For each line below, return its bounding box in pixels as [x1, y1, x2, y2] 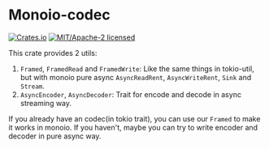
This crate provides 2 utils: [8, 48, 98, 57]
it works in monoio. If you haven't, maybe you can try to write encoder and [8, 122, 258, 132]
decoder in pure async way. [8, 131, 102, 141]
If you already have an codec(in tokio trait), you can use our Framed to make [8, 113, 261, 123]
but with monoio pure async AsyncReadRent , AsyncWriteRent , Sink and [20, 72, 252, 82]
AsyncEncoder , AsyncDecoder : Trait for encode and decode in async [20, 89, 242, 99]
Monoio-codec [8, 6, 111, 24]
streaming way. [20, 98, 72, 108]
